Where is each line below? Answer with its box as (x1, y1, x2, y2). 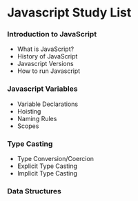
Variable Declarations (17, 100, 79, 108)
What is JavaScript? (17, 45, 75, 53)
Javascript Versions (17, 60, 74, 68)
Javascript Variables (7, 84, 78, 94)
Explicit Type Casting (17, 162, 78, 170)
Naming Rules (17, 114, 57, 123)
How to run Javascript (17, 67, 81, 75)
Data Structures (7, 187, 62, 195)
